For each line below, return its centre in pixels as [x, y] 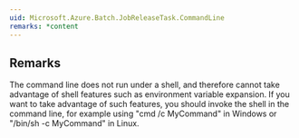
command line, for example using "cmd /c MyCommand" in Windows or [143, 113]
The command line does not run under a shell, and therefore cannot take [145, 85]
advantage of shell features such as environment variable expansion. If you [149, 94]
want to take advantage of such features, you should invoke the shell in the [149, 104]
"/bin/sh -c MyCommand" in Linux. [74, 123]
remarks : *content [44, 26]
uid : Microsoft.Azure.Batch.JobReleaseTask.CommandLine [117, 18]
